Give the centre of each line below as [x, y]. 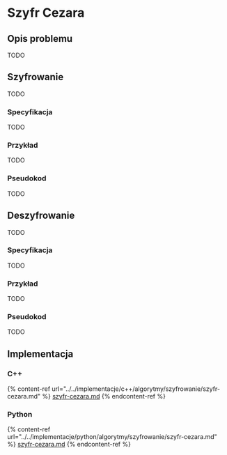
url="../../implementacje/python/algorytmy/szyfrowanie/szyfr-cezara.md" [112, 437]
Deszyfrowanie [41, 216]
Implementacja [40, 354]
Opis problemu [40, 39]
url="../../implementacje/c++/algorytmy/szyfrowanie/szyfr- [136, 389]
